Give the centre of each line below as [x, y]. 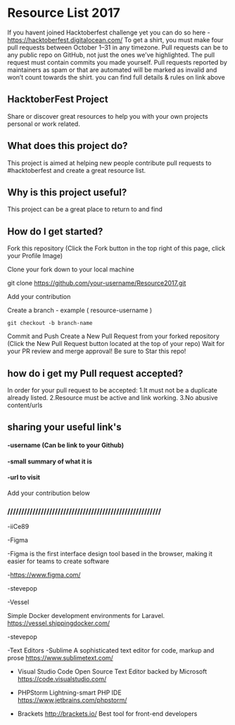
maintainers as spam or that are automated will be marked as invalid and [112, 70]
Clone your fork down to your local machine [71, 269]
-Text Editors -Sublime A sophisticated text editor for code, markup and [111, 650]
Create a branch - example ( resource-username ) [80, 310]
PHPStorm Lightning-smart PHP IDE [69, 693]
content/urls [25, 405]
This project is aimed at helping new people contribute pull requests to [109, 162]
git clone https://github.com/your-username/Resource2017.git [97, 283]
